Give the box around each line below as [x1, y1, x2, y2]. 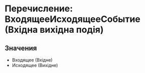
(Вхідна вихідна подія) [5, 24, 104, 35]
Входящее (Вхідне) [12, 57, 53, 63]
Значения [5, 44, 37, 52]
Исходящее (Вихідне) [12, 63, 58, 68]
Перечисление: [5, 3, 73, 14]
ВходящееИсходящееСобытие [5, 13, 141, 25]
